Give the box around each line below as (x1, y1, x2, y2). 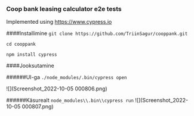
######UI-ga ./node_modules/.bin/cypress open (6, 74, 127, 81)
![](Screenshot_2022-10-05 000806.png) (6, 85, 107, 92)
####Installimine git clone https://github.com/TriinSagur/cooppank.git (6, 30, 188, 37)
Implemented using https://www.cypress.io (6, 18, 112, 26)
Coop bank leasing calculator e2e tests (6, 5, 122, 13)
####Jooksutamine (6, 62, 55, 70)
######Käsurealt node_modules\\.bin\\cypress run (6, 97, 134, 104)
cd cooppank (6, 41, 36, 48)
